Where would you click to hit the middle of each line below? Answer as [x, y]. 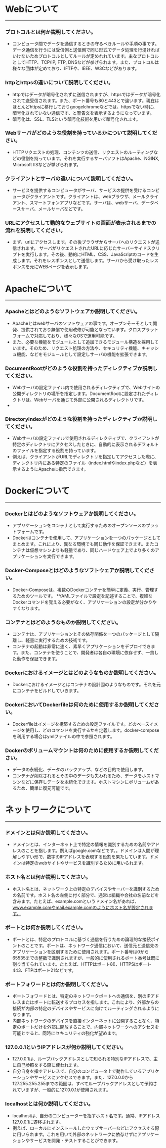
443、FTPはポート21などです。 [44, 970]
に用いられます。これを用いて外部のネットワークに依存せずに [75, 1134]
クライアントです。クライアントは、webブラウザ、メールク [90, 197]
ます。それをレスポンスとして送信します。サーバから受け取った [85, 261]
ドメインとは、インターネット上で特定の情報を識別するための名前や [82, 845]
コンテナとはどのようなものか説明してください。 [63, 622]
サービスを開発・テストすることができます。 [75, 1140]
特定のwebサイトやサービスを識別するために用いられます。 [86, 863]
